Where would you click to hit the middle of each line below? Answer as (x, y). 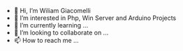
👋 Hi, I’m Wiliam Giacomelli (52, 11)
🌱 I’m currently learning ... (51, 25)
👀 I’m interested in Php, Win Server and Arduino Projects (95, 18)
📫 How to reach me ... (46, 40)
